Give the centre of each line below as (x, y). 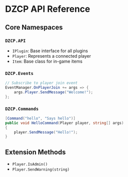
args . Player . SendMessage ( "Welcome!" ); (53, 92)
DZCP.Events (19, 73)
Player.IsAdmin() (30, 164)
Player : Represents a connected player (51, 56)
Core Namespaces (34, 27)
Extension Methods (36, 152)
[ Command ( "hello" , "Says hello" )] (40, 118)
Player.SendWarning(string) (41, 170)
